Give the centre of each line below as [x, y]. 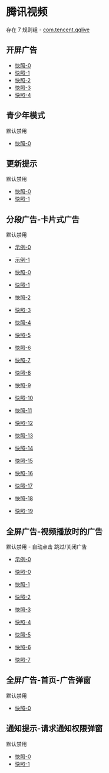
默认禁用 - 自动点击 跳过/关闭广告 [47, 547]
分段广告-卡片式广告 [43, 219]
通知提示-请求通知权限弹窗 [54, 728]
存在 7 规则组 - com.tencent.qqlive [48, 30]
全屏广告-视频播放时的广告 [54, 532]
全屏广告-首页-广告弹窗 [49, 680]
